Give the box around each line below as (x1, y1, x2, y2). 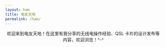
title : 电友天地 (5, 12, 36, 17)
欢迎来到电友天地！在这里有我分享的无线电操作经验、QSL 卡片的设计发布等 (6, 31, 160, 37)
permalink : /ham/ (5, 16, 41, 21)
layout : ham (5, 7, 30, 12)
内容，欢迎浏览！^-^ (62, 37, 104, 43)
